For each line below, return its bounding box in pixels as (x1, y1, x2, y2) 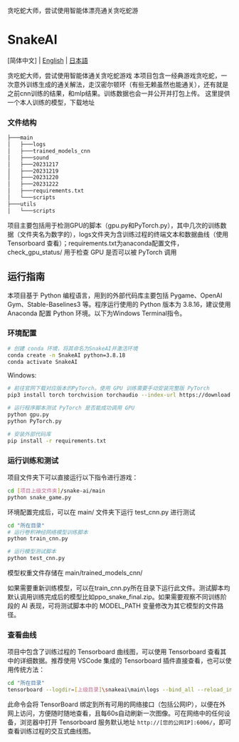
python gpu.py (7, 411, 50, 419)
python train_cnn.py (7, 535, 69, 542)
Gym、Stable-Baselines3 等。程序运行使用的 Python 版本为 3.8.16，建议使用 (7, 300, 231, 308)
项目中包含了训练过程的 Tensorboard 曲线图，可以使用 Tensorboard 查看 (7, 648, 221, 656)
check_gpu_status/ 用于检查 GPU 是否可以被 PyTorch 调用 (7, 248, 177, 256)
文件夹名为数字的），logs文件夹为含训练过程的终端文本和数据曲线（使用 (19, 230, 229, 238)
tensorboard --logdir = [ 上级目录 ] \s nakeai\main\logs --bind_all (7, 686, 194, 693)
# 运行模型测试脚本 (7, 548, 57, 555)
